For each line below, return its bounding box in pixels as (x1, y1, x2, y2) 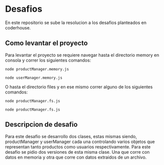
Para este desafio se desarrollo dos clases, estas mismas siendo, (5, 133, 137, 139)
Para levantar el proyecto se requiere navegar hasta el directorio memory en (5, 52, 160, 58)
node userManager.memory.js (5, 75, 63, 80)
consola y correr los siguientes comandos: (5, 57, 91, 63)
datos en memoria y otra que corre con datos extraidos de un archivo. (5, 154, 147, 160)
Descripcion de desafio (5, 120, 78, 129)
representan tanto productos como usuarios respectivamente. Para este (5, 143, 151, 150)
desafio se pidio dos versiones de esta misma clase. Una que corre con (5, 149, 150, 155)
